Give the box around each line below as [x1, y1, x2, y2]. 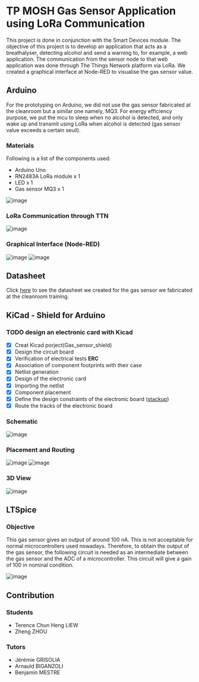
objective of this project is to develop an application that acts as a [6, 43, 167, 50]
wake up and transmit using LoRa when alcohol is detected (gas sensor [6, 120, 181, 127]
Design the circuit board [14, 348, 74, 355]
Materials [6, 141, 34, 149]
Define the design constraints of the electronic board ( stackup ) [14, 395, 169, 402]
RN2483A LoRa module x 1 [14, 173, 80, 180]
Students [6, 608, 34, 617]
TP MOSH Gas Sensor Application [6, 4, 176, 18]
